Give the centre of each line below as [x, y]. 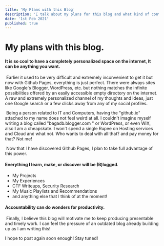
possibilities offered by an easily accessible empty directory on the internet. [81, 93]
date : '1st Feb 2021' [27, 19]
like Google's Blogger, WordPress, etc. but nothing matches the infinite [76, 88]
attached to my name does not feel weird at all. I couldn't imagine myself [78, 118]
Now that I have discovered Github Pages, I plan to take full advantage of [79, 148]
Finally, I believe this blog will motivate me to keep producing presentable [80, 219]
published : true [21, 23]
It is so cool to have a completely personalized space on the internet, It [78, 61]
